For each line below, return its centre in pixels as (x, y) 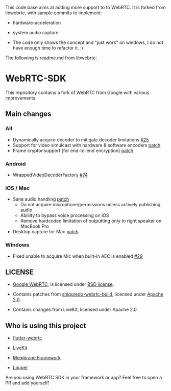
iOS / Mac (18, 188)
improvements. (21, 98)
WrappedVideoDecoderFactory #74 (50, 175)
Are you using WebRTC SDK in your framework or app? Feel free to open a (84, 378)
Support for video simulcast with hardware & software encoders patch (87, 145)
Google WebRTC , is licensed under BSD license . (63, 284)
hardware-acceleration (37, 23)
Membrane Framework (36, 358)
